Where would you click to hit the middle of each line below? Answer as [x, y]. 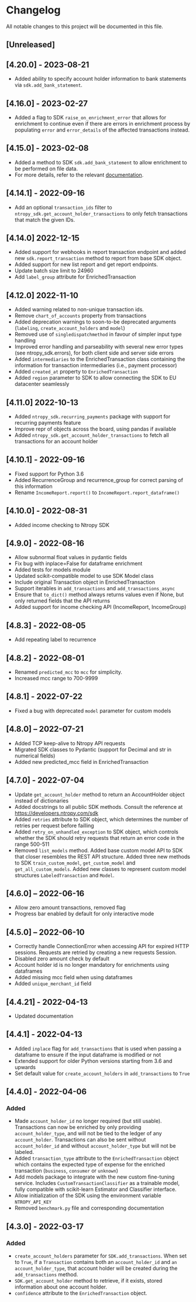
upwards [25, 1067]
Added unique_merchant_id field [53, 984]
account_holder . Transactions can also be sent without [80, 1140]
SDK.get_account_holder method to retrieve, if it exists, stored [88, 1281]
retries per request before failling [54, 825]
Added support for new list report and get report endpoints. [86, 264]
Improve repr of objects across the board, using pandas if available [95, 429]
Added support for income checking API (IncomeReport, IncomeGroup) [100, 607]
